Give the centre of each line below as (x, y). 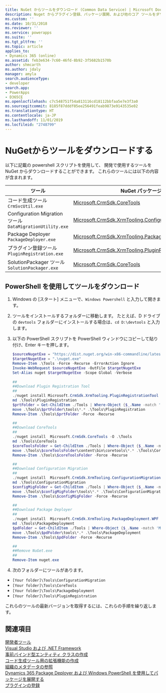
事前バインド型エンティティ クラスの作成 (46, 654)
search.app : (17, 88)
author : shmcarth (23, 65)
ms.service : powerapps (28, 33)
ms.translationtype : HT (30, 111)
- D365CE (14, 97)
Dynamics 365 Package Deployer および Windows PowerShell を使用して (80, 673)
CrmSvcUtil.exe (25, 206)
